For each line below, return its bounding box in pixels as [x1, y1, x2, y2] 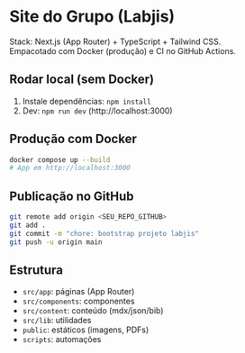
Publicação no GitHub [9, 188, 134, 204]
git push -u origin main [9, 237, 103, 247]
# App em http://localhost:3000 [9, 164, 131, 173]
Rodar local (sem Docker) [9, 72, 155, 87]
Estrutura [9, 263, 64, 278]
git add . [9, 221, 47, 230]
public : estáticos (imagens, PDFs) [22, 324, 150, 335]
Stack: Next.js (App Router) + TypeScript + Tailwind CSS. [9, 36, 222, 47]
